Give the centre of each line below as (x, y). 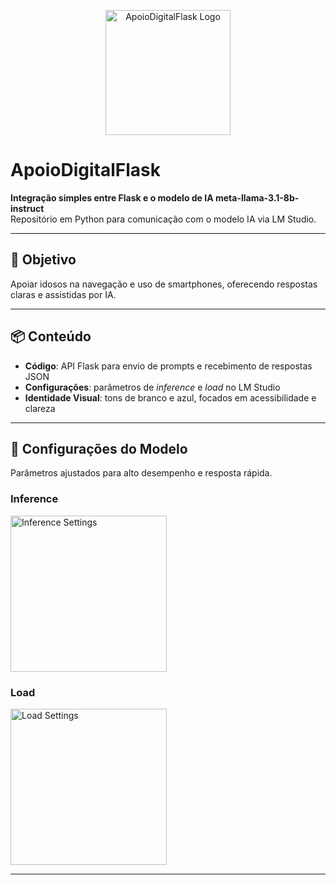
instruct (27, 208)
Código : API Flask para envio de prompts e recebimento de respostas (168, 366)
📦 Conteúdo (51, 336)
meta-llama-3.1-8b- (257, 197)
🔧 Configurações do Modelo (99, 448)
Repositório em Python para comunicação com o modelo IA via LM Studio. (163, 219)
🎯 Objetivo (43, 260)
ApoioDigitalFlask (86, 170)
